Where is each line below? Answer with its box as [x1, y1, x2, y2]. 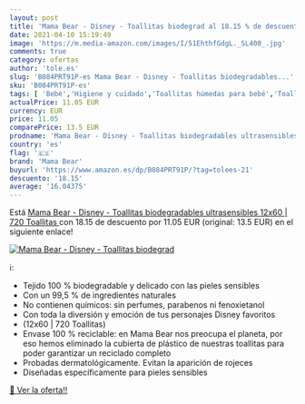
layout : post [9, 13, 59, 23]
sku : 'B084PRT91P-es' [9, 81, 92, 90]
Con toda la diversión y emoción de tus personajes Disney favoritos [22, 310, 276, 320]
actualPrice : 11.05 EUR [9, 97, 100, 107]
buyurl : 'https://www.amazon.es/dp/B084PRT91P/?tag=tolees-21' [9, 165, 254, 174]
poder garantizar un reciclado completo [22, 348, 172, 359]
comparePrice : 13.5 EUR [9, 123, 100, 133]
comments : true [9, 47, 67, 56]
